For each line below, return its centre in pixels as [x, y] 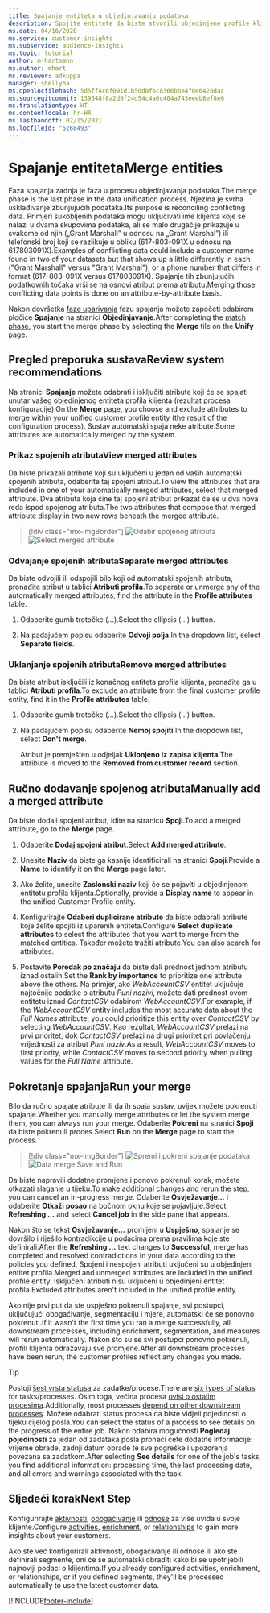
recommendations [55, 373]
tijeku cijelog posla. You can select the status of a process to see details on [132, 1422]
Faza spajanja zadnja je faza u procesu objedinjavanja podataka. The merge [133, 190]
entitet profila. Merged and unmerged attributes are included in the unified [130, 1273]
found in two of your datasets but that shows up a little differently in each [129, 259]
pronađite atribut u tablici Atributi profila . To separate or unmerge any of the [134, 587]
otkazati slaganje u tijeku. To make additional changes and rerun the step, [129, 1188]
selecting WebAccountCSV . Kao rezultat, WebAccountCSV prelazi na [134, 1027]
